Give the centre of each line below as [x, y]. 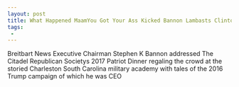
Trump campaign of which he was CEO [65, 76]
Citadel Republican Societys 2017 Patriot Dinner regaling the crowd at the [115, 62]
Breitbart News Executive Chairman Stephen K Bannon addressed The [111, 54]
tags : [15, 27]
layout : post [27, 14]
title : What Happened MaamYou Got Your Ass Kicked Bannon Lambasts [110, 21]
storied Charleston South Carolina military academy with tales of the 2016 [115, 69]
